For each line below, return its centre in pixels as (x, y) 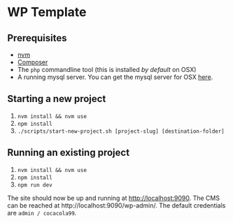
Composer (33, 62)
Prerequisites (37, 38)
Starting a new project (57, 99)
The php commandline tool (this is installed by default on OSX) (107, 70)
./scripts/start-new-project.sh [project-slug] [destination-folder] (121, 131)
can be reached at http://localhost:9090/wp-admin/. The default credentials (116, 205)
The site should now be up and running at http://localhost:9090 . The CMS (114, 198)
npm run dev (35, 185)
